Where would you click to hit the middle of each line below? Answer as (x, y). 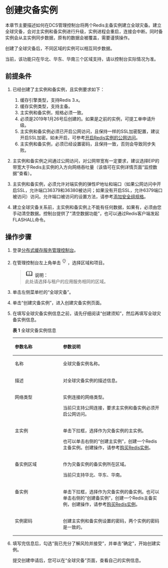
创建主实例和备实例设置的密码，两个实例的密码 (111, 521)
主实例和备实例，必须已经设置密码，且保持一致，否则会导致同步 (85, 144)
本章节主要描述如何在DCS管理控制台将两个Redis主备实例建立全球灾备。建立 (83, 25)
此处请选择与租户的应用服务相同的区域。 (66, 281)
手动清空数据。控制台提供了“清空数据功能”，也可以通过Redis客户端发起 (86, 213)
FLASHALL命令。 (30, 220)
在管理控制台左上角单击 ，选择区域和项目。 (60, 262)
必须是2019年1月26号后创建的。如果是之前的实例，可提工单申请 (85, 119)
